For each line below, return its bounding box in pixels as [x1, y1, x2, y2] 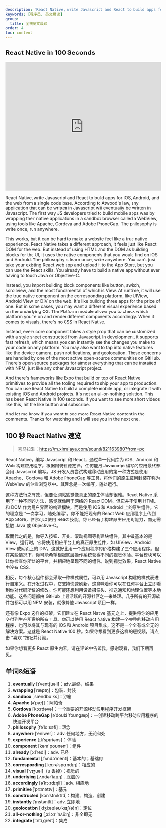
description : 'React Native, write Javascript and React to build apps [5, 7, 156, 12]
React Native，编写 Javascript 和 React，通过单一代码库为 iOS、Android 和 [5, 456, 158, 462]
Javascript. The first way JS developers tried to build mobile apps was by [5, 210, 155, 216]
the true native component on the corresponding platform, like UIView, [5, 293, 148, 299]
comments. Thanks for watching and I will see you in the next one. [5, 416, 140, 422]
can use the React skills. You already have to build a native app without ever [5, 267, 160, 273]
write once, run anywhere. [5, 226, 59, 232]
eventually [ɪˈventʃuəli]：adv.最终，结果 [12, 681, 94, 687]
